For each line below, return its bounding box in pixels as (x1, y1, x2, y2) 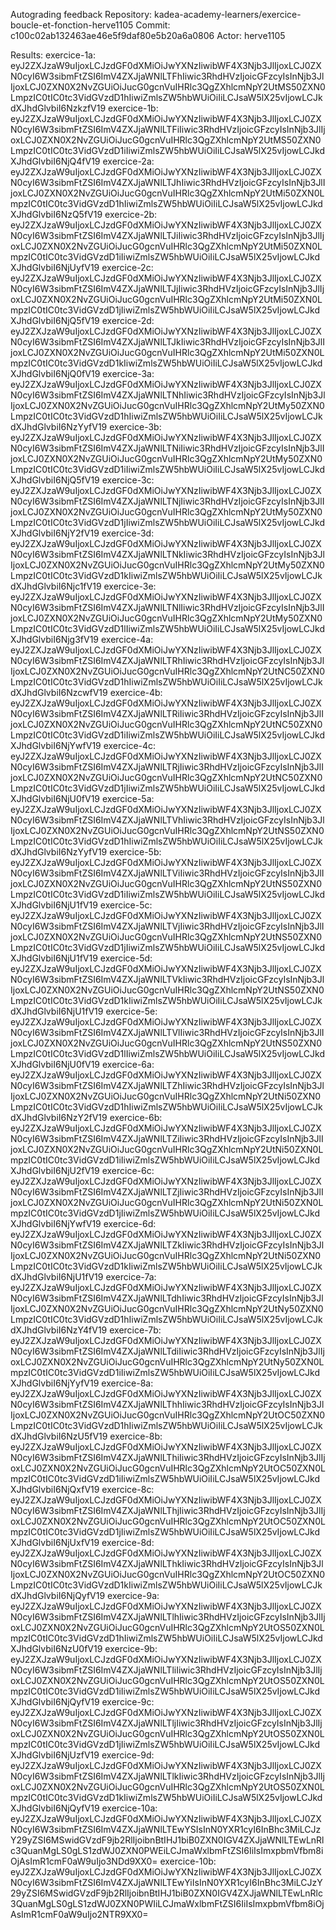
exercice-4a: (100, 634, 154, 645)
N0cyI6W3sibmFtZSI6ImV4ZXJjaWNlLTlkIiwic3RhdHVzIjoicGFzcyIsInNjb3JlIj (10, 1770, 325, 1782)
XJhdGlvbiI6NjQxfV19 (10, 1484, 100, 1495)
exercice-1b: (108, 102, 159, 114)
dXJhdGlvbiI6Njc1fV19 (10, 580, 102, 592)
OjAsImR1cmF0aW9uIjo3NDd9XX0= (10, 1855, 158, 1867)
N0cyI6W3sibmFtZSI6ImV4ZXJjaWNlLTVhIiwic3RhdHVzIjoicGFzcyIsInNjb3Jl (10, 814, 325, 826)
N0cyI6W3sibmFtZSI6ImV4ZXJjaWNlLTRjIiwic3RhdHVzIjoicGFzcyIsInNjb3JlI (10, 761, 324, 773)
